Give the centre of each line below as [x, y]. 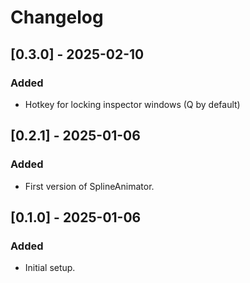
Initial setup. [50, 268]
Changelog [57, 17]
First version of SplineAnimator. [89, 186]
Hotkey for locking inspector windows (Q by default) [132, 104]
